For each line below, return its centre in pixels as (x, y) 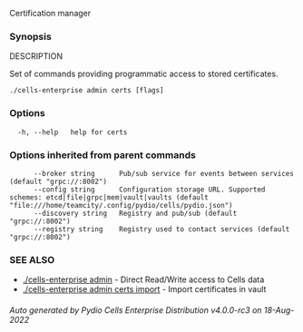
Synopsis (30, 36)
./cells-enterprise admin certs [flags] (87, 91)
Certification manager (50, 13)
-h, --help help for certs (73, 132)
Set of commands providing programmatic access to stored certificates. (144, 74)
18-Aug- (279, 310)
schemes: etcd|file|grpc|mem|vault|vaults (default (109, 197)
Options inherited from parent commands (103, 155)
